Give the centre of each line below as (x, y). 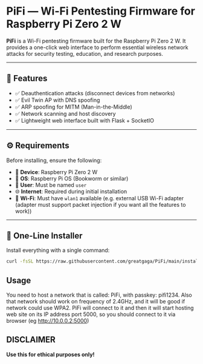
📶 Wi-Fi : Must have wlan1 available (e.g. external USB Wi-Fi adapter (99, 198)
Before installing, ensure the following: (54, 160)
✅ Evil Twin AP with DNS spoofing (57, 100)
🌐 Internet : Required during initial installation (71, 191)
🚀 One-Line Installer (44, 236)
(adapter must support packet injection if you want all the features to (100, 204)
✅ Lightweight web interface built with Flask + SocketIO (84, 120)
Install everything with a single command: (58, 251)
